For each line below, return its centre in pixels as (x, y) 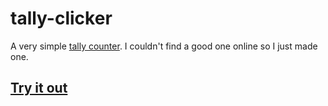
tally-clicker (61, 18)
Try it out (39, 88)
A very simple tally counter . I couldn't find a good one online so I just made (164, 46)
